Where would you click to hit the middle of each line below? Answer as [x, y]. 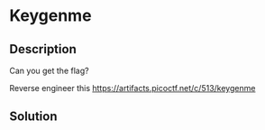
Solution [33, 117]
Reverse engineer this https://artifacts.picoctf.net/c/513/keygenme [132, 88]
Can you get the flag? [49, 70]
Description [43, 49]
